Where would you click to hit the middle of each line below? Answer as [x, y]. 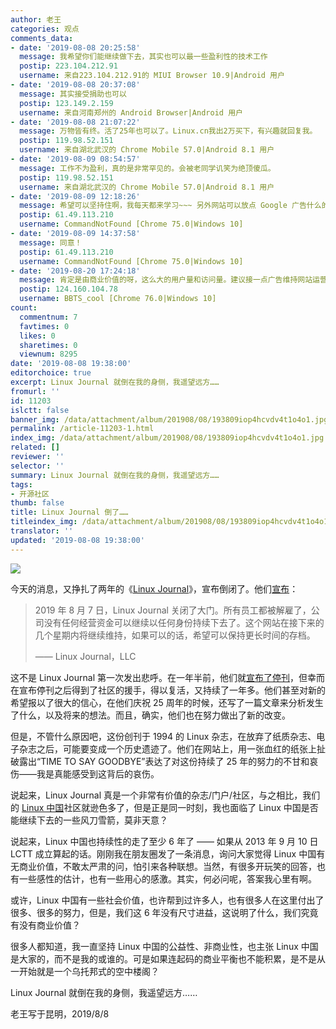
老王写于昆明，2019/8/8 [60, 1013]
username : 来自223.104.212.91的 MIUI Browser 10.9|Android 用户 [152, 76]
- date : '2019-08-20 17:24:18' [75, 271]
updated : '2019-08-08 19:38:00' [77, 540]
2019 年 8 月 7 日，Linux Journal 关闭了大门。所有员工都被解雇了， [173, 610]
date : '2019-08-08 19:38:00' [71, 364]
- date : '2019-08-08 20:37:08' [75, 85]
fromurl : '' [35, 391]
